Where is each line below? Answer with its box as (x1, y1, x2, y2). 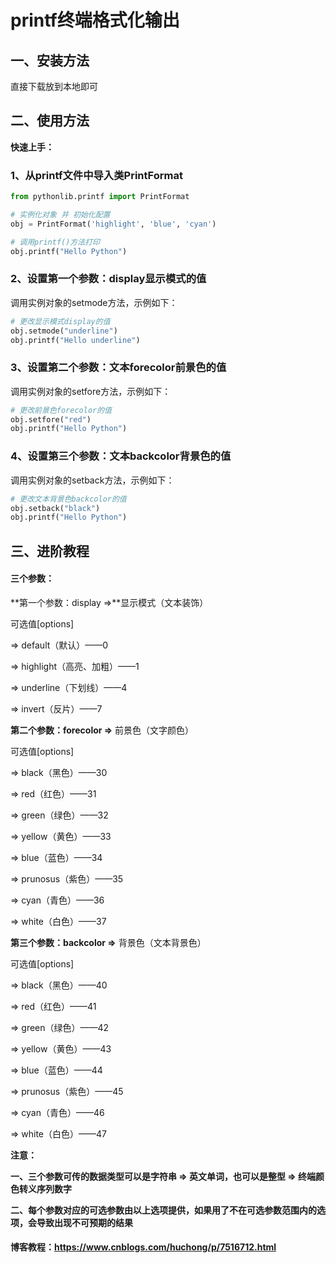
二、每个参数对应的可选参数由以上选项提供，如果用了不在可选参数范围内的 (10, 1204, 317, 1216)
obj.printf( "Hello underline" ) (10, 335, 141, 345)
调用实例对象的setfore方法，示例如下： (10, 385, 172, 397)
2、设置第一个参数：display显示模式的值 (10, 272, 207, 286)
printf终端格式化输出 (10, 9, 180, 32)
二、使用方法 (10, 112, 90, 130)
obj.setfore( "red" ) (10, 414, 92, 425)
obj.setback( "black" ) (10, 503, 101, 513)
